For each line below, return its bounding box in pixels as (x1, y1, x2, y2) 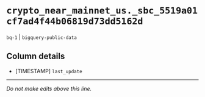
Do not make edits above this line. (6, 85, 92, 92)
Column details (6, 51, 65, 62)
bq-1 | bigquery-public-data (6, 33, 77, 41)
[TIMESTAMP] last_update (15, 67, 82, 74)
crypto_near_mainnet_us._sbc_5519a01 (6, 5, 198, 16)
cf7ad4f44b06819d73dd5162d (6, 16, 143, 27)
